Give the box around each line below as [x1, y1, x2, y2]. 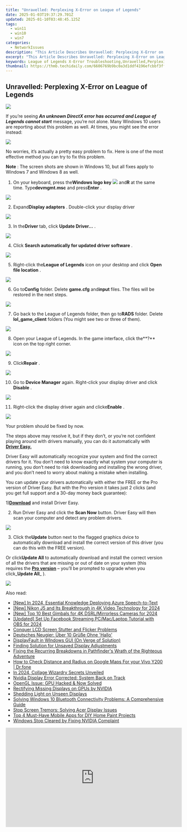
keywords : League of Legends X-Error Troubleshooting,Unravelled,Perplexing [6, 59, 170, 64]
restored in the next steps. [13, 291, 68, 298]
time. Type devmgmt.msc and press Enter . [13, 185, 102, 191]
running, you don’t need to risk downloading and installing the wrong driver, [6, 464, 162, 470]
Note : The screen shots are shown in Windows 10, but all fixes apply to [6, 163, 154, 170]
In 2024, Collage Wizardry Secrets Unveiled [13, 669, 104, 675]
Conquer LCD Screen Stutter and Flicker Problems [13, 626, 118, 632]
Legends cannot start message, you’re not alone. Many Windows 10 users [6, 118, 161, 124]
